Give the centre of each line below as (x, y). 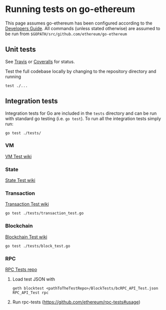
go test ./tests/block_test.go (38, 246)
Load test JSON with (33, 279)
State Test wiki (20, 180)
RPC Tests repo (21, 269)
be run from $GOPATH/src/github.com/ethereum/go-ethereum (66, 34)
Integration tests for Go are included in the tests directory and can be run (81, 113)
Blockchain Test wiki (26, 237)
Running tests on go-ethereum (70, 9)
